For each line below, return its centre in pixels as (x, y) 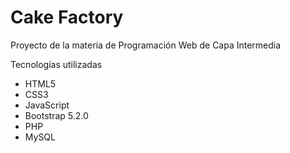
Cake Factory (67, 17)
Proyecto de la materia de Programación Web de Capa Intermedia (146, 45)
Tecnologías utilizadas (56, 64)
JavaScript (47, 105)
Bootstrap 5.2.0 (56, 115)
